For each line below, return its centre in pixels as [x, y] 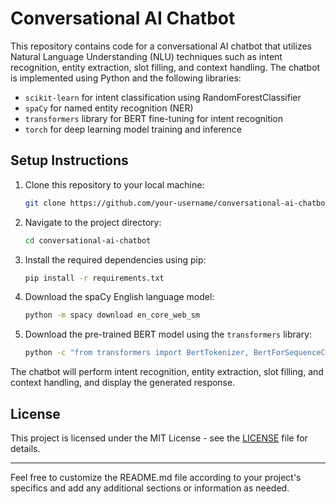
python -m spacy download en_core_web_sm [112, 315]
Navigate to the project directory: [93, 222]
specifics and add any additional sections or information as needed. [150, 488]
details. [25, 448]
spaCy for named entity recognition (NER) [109, 108]
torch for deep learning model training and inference [133, 129]
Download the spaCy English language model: [119, 297]
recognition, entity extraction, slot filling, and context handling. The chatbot [165, 67]
